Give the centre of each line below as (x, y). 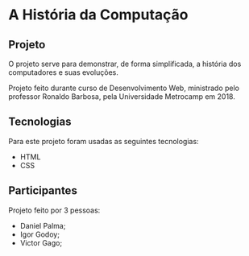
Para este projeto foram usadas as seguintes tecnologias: (104, 141)
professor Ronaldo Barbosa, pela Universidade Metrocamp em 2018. (122, 97)
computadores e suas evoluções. (63, 72)
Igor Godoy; (40, 234)
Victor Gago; (41, 242)
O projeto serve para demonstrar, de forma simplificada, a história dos (125, 64)
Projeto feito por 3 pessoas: (54, 210)
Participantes (43, 191)
